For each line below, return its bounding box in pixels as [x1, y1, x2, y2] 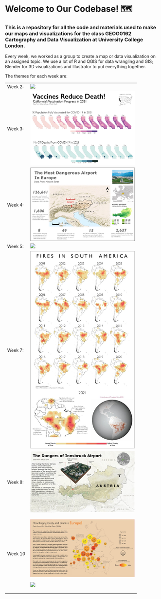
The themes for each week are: [5, 73, 68, 79]
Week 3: [7, 126, 24, 132]
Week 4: [7, 202, 24, 208]
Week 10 [7, 551, 26, 557]
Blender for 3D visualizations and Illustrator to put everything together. [5, 64, 146, 70]
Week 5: [7, 244, 24, 250]
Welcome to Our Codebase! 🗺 [5, 3, 133, 15]
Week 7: [7, 347, 24, 353]
